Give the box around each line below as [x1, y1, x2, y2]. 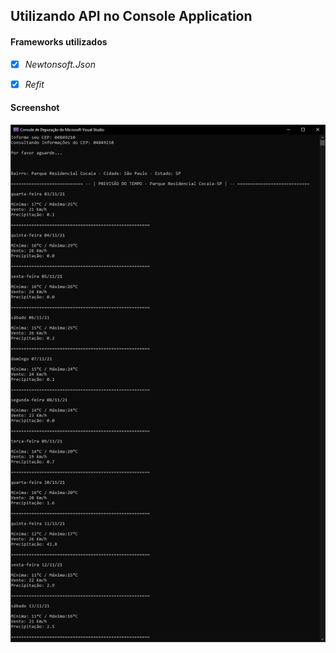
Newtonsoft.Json [24, 58, 96, 70]
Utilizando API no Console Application [10, 8, 253, 25]
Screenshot [10, 102, 60, 114]
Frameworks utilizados [10, 35, 108, 48]
